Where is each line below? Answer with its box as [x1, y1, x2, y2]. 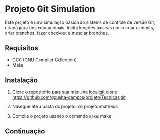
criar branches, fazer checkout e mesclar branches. [5, 30, 109, 35]
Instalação [5, 76, 38, 85]
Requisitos [5, 44, 38, 52]
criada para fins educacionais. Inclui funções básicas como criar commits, [5, 24, 155, 30]
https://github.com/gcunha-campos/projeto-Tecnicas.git [12, 94, 126, 100]
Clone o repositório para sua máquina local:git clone [12, 89, 117, 95]
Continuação [5, 127, 45, 135]
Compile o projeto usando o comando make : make [12, 113, 111, 119]
